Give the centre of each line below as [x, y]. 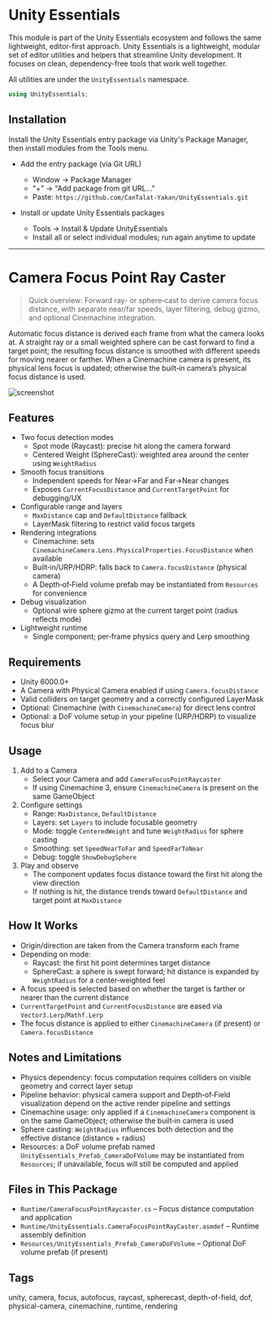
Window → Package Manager [82, 179]
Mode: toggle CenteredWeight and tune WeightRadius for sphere [138, 831]
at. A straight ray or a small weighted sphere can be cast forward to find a [132, 342]
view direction [56, 883]
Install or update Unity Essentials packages [92, 213]
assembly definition [53, 1235]
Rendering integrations [58, 533]
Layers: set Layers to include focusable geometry [115, 822]
